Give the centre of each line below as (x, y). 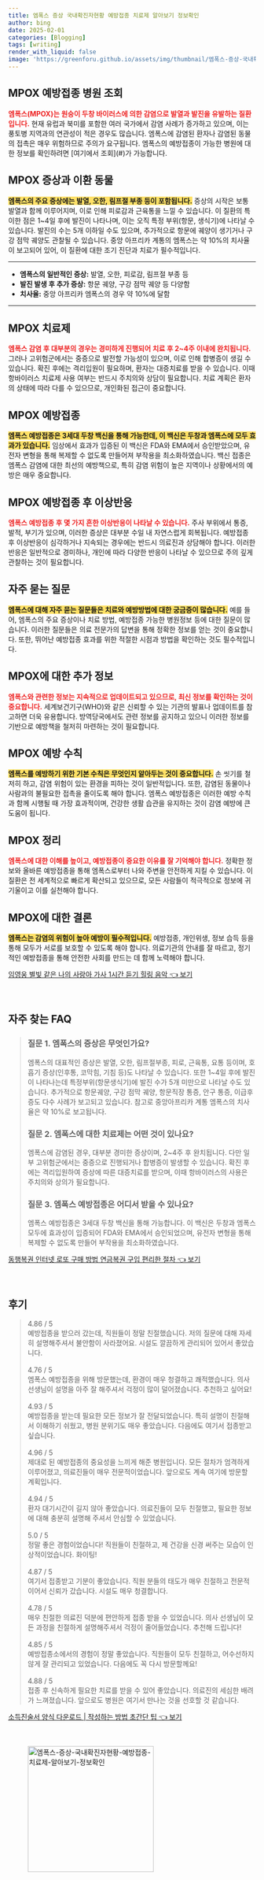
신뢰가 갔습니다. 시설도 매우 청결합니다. (108, 1591)
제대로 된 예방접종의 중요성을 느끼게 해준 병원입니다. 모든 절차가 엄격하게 (138, 1462)
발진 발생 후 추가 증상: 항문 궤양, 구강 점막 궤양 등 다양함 (104, 283)
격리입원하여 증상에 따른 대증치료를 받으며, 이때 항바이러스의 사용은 (145, 1172)
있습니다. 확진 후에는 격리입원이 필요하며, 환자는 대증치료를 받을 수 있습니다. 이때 (132, 368)
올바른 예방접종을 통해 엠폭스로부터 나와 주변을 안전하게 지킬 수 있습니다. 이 (138, 871)
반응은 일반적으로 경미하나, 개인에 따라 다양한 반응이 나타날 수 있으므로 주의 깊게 (131, 552)
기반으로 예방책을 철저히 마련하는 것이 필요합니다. (84, 726)
